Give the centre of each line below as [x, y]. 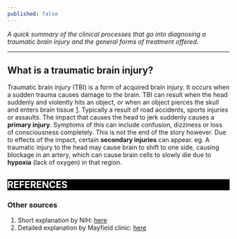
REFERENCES [38, 185]
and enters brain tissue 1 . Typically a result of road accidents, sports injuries [118, 110]
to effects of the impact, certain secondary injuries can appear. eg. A [109, 140]
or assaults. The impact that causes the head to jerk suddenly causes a [111, 117]
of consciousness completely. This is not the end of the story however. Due [117, 132]
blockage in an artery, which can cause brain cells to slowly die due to [109, 155]
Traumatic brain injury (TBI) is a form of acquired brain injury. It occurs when [119, 87]
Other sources [32, 204]
